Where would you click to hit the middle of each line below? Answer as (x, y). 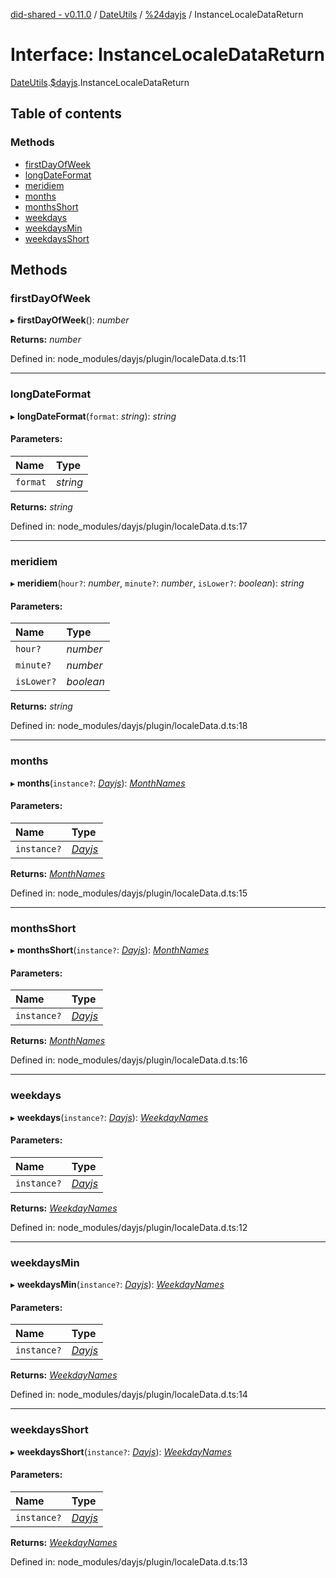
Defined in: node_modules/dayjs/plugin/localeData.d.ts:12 (129, 1227)
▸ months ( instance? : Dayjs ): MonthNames (98, 783)
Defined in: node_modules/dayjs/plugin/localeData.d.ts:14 (129, 1395)
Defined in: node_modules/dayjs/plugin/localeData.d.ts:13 (129, 1561)
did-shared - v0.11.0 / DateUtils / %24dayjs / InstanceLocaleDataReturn (157, 14)
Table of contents (66, 114)
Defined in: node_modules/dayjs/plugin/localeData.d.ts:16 (129, 1060)
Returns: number (46, 340)
